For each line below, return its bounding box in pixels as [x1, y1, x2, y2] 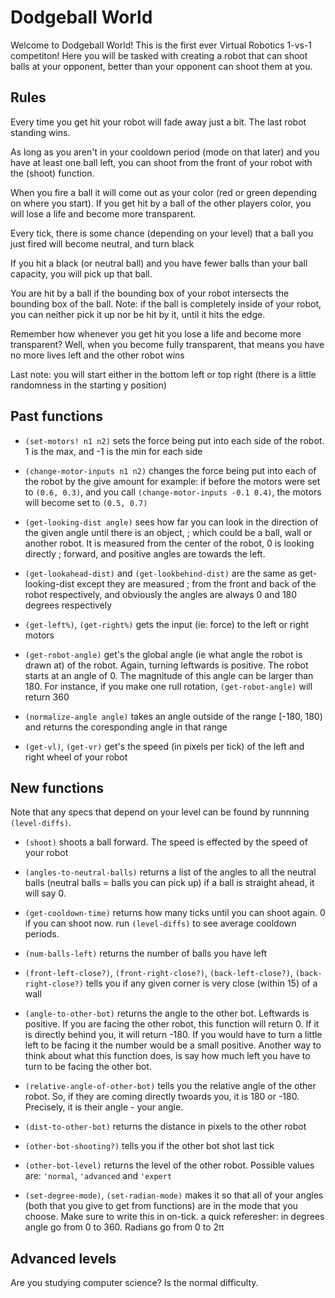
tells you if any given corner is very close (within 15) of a [85, 977, 318, 990]
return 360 [24, 691, 70, 703]
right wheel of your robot [24, 751, 128, 763]
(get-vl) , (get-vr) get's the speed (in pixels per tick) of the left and [24, 740, 305, 752]
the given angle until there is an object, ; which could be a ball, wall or [24, 526, 313, 538]
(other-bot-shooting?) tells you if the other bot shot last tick [24, 1140, 275, 1152]
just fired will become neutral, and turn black [10, 237, 195, 250]
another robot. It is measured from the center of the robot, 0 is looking [24, 537, 315, 549]
